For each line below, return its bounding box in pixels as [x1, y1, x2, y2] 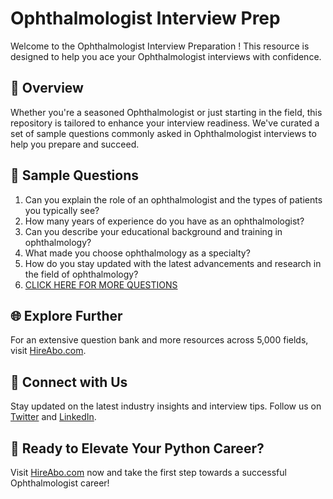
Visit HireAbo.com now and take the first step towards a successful [10, 467, 287, 478]
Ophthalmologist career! [10, 477, 110, 489]
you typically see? [24, 204, 100, 216]
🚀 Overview [10, 80, 84, 97]
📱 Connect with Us [10, 373, 128, 391]
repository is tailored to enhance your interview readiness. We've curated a [10, 117, 320, 129]
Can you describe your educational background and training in [24, 225, 283, 237]
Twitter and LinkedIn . [10, 411, 97, 423]
